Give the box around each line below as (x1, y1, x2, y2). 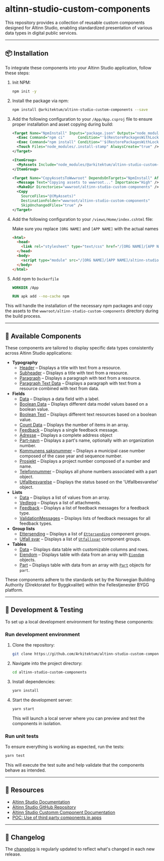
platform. (5, 587, 23, 593)
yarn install (12, 688, 39, 693)
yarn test (5, 753, 25, 758)
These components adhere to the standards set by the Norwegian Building (5, 577, 155, 582)
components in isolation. (12, 720, 62, 726)
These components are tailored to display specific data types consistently (5, 345, 154, 351)
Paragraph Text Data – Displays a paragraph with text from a (19, 380, 141, 387)
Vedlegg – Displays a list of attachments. (19, 500, 102, 506)
